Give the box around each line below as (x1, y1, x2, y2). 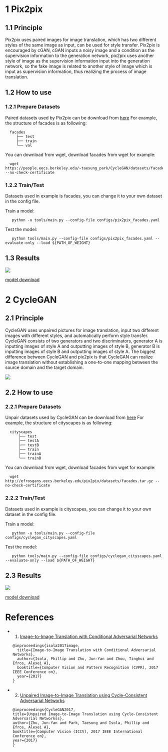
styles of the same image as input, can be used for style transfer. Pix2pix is (5, 42, 160, 48)
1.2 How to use (5, 88, 52, 97)
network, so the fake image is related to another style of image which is (5, 63, 152, 69)
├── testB (18, 442, 39, 448)
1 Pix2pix (5, 3, 43, 15)
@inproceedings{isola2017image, (12, 643, 80, 648)
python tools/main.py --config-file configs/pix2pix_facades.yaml (11, 236, 153, 241)
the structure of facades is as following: (5, 120, 87, 126)
